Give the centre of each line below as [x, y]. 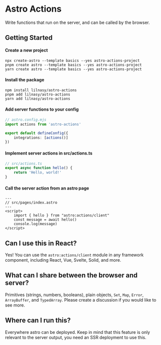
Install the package [25, 80]
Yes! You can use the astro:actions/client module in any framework [74, 255]
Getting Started [29, 38]
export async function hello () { [39, 168]
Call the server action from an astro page [47, 188]
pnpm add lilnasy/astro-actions [38, 94]
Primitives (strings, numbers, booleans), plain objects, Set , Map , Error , [74, 295]
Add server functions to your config [42, 109]
